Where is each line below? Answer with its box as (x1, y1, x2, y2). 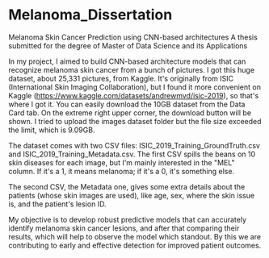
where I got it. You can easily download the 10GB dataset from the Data (8, 99, 246, 109)
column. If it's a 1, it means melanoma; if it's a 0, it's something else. (8, 166, 235, 176)
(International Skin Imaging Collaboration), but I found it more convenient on (8, 82, 261, 92)
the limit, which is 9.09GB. (8, 125, 95, 135)
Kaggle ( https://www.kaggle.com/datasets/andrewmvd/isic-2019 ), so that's (8, 90, 259, 100)
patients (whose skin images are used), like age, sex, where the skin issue (8, 190, 255, 200)
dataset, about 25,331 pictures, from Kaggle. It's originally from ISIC (8, 73, 234, 83)
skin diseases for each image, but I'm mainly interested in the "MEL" (8, 157, 235, 167)
